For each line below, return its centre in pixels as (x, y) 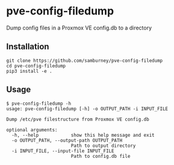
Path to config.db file (101, 156)
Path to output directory (103, 146)
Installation (28, 47)
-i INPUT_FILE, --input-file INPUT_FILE (63, 151)
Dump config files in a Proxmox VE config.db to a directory (79, 28)
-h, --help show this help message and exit (83, 135)
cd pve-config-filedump (36, 66)
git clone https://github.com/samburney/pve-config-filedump (85, 61)
